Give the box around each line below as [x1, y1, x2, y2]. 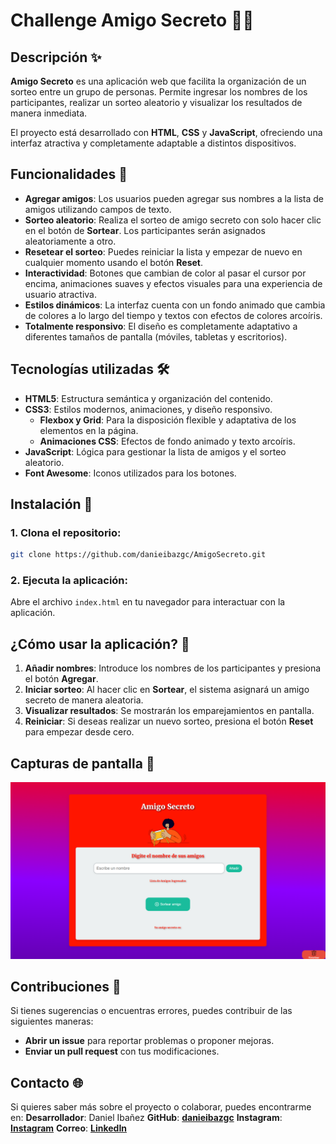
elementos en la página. [39, 424, 139, 436]
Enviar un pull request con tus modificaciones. [24, 1045, 220, 1058]
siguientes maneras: [10, 1015, 94, 1028]
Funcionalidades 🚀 [10, 166, 128, 183]
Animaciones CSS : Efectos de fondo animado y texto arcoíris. [39, 435, 296, 447]
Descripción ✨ [10, 49, 102, 66]
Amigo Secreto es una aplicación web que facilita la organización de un [10, 75, 307, 87]
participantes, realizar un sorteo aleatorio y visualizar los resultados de [10, 97, 303, 108]
